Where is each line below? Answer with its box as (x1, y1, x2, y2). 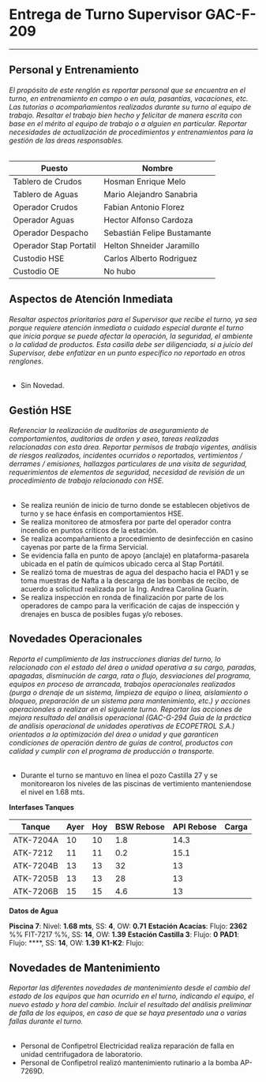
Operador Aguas (13, 215, 74, 226)
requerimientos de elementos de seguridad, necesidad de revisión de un (9, 468, 245, 477)
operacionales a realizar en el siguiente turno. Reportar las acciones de (9, 704, 243, 714)
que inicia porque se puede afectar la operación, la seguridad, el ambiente (9, 331, 253, 341)
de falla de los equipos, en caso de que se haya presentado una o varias (9, 1008, 247, 1018)
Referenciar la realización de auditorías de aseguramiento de (9, 426, 209, 435)
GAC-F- (204, 6, 257, 24)
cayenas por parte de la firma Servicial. (20, 542, 149, 551)
